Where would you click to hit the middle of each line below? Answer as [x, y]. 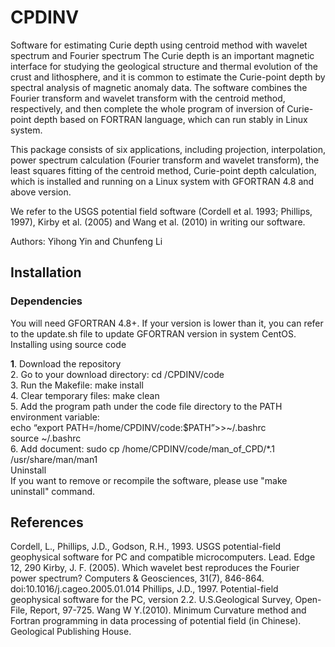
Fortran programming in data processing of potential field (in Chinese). [156, 621]
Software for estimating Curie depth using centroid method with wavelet [159, 45]
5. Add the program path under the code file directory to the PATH [146, 406]
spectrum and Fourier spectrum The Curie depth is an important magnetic [162, 55]
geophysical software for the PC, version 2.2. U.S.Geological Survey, [151, 600]
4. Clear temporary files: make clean [85, 395]
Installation [46, 272]
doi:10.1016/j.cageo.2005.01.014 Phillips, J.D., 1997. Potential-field [144, 589]
